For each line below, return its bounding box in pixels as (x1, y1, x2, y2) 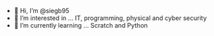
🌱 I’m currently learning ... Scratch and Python (13, 21, 148, 29)
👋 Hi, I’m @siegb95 (13, 7, 70, 15)
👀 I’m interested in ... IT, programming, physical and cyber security (13, 14, 207, 22)
